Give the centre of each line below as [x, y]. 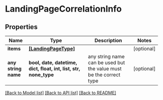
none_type [41, 75]
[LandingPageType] [52, 49]
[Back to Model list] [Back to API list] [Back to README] [61, 93]
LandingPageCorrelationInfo [64, 9]
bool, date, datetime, [53, 63]
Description [108, 41]
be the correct [104, 75]
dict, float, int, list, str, [55, 69]
